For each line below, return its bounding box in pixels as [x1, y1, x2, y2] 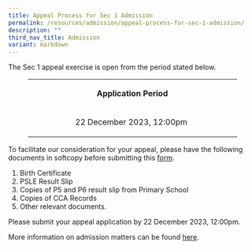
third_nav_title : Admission [8, 33, 101, 42]
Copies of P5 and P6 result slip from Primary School [19, 185, 189, 195]
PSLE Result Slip [19, 177, 73, 186]
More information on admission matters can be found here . [8, 232, 199, 242]
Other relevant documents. [19, 202, 107, 211]
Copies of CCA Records [19, 194, 97, 203]
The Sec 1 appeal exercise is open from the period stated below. [8, 62, 217, 72]
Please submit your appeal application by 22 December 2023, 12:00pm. [8, 217, 241, 227]
